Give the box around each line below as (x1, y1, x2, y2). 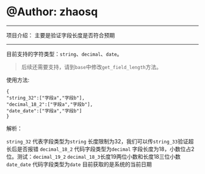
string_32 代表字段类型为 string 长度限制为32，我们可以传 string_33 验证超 (6, 137, 194, 145)
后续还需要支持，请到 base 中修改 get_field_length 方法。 (21, 63, 162, 70)
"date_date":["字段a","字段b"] (6, 107, 82, 114)
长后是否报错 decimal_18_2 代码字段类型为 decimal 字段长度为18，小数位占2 (6, 145, 195, 153)
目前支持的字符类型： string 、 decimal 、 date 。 (6, 50, 123, 57)
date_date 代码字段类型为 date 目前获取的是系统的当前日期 (6, 161, 152, 168)
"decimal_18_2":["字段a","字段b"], (6, 101, 93, 107)
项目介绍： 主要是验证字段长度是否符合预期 (6, 31, 115, 38)
